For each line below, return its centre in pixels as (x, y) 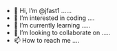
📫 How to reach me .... (46, 40)
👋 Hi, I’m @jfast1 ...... (43, 11)
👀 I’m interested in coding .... (54, 18)
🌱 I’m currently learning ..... (52, 25)
